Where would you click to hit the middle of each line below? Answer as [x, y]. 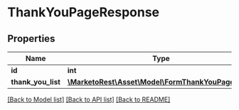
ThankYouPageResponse [84, 12]
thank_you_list [36, 82]
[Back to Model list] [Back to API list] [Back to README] [89, 99]
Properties [31, 39]
